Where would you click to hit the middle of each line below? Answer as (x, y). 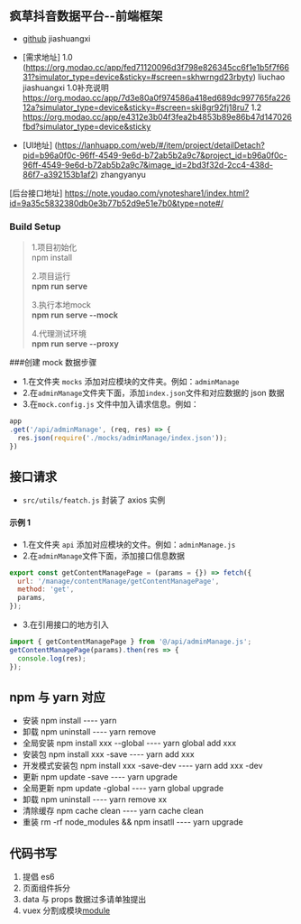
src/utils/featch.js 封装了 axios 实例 (94, 500)
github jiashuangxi (56, 38)
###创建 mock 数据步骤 (53, 363)
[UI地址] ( (40, 145)
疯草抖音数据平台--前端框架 (86, 16)
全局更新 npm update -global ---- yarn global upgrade (123, 789)
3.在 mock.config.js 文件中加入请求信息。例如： (111, 404)
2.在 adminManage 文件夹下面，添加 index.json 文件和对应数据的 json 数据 (154, 393)
